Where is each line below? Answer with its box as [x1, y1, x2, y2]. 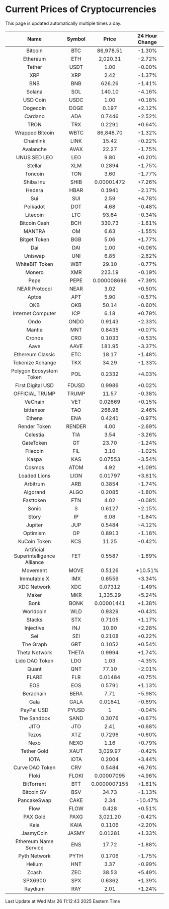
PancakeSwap [17, 797, 52, 804]
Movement [22, 567, 47, 574]
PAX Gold [23, 813, 46, 820]
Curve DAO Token [13, 764, 56, 771]
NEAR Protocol [17, 285, 52, 292]
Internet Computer [12, 310, 56, 317]
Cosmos [24, 464, 44, 471]
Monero [25, 269, 44, 276]
